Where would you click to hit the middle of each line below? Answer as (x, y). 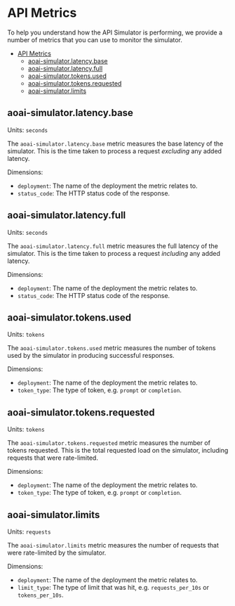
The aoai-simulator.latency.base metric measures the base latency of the (115, 143)
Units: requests (29, 531)
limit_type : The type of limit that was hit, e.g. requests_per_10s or (113, 587)
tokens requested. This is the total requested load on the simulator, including (118, 451)
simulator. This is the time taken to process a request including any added (114, 253)
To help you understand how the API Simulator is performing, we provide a (115, 32)
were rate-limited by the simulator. (57, 553)
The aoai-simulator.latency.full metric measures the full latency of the (113, 246)
